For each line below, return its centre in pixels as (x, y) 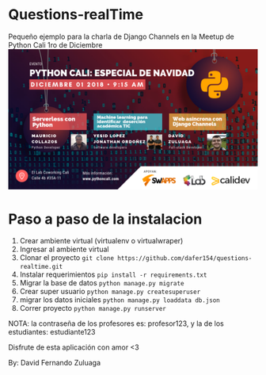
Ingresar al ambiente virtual (64, 249)
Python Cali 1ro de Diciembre (55, 44)
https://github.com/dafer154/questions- (185, 258)
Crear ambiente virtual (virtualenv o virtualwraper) (101, 241)
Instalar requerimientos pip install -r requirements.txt (113, 274)
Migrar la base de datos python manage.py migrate (102, 283)
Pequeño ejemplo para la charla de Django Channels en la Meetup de (122, 36)
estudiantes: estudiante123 (52, 332)
